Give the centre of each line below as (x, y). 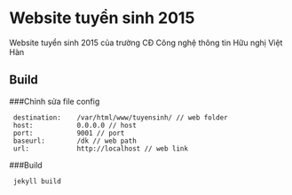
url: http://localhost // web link (101, 148)
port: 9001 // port (69, 133)
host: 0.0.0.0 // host (75, 125)
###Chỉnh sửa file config (55, 101)
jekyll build (37, 181)
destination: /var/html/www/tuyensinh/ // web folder (120, 117)
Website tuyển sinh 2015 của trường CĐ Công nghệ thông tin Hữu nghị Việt (146, 43)
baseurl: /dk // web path (75, 141)
